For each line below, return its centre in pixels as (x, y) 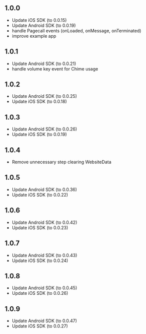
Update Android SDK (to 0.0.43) (44, 255)
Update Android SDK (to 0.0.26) (44, 129)
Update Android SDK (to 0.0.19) (44, 25)
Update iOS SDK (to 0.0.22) (40, 195)
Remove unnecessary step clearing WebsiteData (62, 162)
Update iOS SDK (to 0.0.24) (40, 261)
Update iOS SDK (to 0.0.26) (40, 293)
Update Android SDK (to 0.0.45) (44, 288)
